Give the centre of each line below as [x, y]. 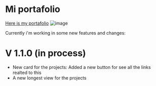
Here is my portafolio [27, 23]
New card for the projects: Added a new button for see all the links [82, 67]
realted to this [27, 72]
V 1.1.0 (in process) [46, 53]
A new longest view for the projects [49, 78]
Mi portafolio [33, 9]
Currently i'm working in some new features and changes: [65, 33]
